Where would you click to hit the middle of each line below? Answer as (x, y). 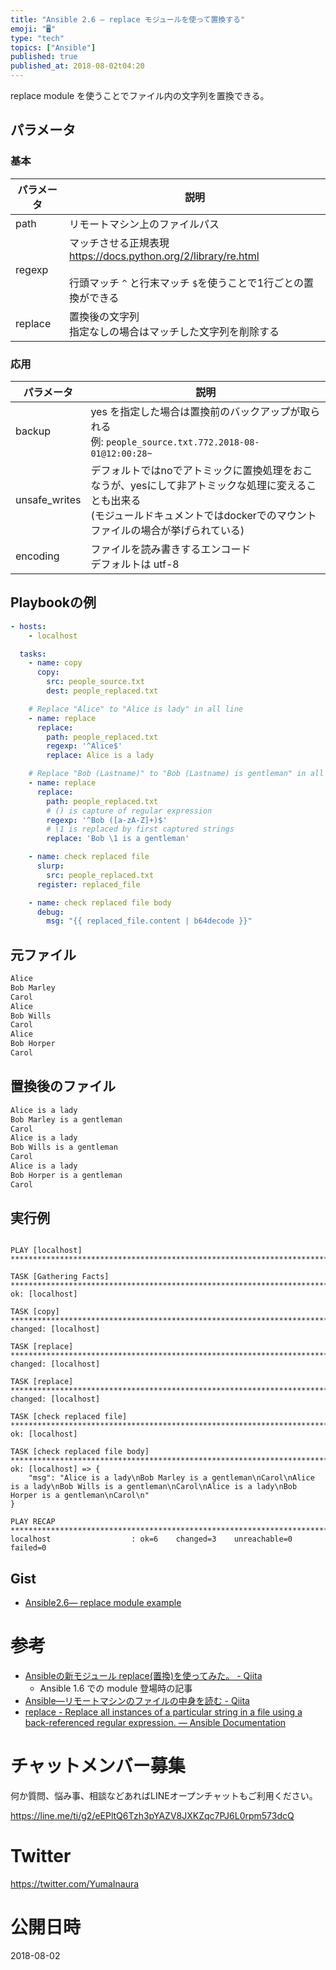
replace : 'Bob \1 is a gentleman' (118, 839)
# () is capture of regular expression (129, 811)
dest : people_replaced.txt (102, 691)
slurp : (50, 866)
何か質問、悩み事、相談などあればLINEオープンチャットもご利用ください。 (164, 1796)
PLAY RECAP (33, 1522)
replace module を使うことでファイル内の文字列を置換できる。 (140, 95)
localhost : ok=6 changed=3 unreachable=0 (151, 1539)
